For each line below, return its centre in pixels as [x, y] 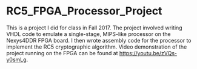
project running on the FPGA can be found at [62, 53]
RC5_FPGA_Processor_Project [84, 11]
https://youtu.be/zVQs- [148, 53]
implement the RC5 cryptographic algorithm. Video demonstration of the [97, 47]
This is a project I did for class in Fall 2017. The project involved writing [95, 28]
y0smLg [16, 59]
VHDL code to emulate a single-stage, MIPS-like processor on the [88, 34]
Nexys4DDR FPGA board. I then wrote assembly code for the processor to [99, 40]
